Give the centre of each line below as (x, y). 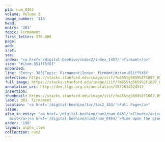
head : (11, 23)
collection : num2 (23, 132)
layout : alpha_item (25, 127)
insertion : (16, 91)
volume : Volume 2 (23, 14)
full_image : (17, 82)
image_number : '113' (26, 19)
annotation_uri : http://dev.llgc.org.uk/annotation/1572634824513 (74, 87)
